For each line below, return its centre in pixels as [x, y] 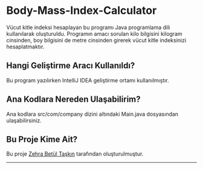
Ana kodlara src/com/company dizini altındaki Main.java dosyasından [92, 114]
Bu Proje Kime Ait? [42, 139]
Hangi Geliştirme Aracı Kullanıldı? [71, 66]
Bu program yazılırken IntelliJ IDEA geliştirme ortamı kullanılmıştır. [88, 80]
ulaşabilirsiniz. [24, 120]
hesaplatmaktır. [25, 47]
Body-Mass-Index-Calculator [82, 11]
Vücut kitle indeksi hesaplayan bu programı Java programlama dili [88, 27]
